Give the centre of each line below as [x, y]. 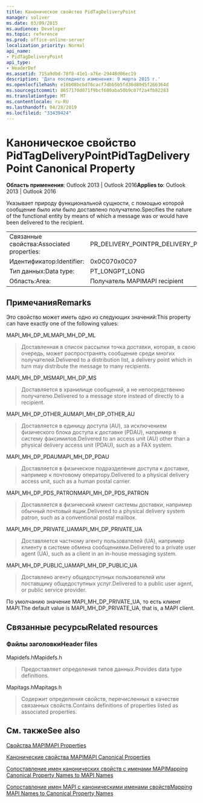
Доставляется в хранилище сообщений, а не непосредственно [103, 389]
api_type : [19, 62]
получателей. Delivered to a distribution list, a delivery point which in [106, 360]
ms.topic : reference [32, 34]
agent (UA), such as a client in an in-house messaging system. [99, 554]
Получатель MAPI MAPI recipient [137, 281]
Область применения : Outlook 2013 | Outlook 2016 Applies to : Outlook [96, 185]
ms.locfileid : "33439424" [39, 113]
